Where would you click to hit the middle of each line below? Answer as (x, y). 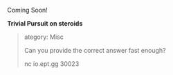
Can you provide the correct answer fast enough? (95, 50)
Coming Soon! (28, 10)
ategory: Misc (44, 37)
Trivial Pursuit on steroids (45, 23)
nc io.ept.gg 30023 (52, 64)
